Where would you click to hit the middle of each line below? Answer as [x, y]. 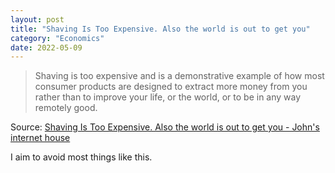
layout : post [37, 19]
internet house [40, 138]
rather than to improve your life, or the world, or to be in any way [168, 97]
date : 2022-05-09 [46, 47]
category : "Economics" [57, 38]
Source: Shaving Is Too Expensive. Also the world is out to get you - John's [165, 127]
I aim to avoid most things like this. [81, 157]
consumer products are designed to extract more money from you [171, 87]
